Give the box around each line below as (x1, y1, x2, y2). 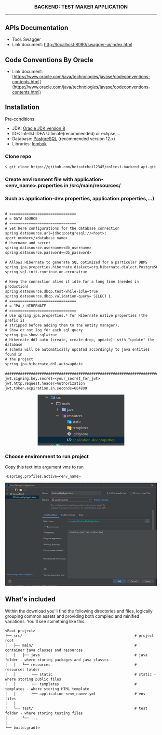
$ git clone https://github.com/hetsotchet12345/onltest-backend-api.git (5, 165, 157, 170)
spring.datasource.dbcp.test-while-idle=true (5, 289, 98, 294)
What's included (5, 595, 56, 604)
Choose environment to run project (5, 453, 89, 460)
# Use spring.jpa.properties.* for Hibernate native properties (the (5, 313, 148, 318)
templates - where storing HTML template (5, 687, 90, 691)
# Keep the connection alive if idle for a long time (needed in (5, 280, 139, 284)
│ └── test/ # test (5, 706, 148, 711)
